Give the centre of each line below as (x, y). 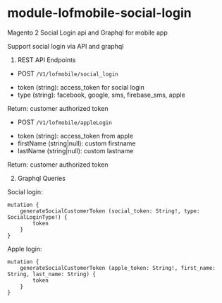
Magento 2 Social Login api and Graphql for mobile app (87, 32)
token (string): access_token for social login (81, 87)
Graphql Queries (41, 178)
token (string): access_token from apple (75, 136)
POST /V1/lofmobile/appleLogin (65, 122)
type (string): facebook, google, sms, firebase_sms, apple (101, 95)
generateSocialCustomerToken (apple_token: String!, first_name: (118, 268)
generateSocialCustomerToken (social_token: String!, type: (110, 211)
